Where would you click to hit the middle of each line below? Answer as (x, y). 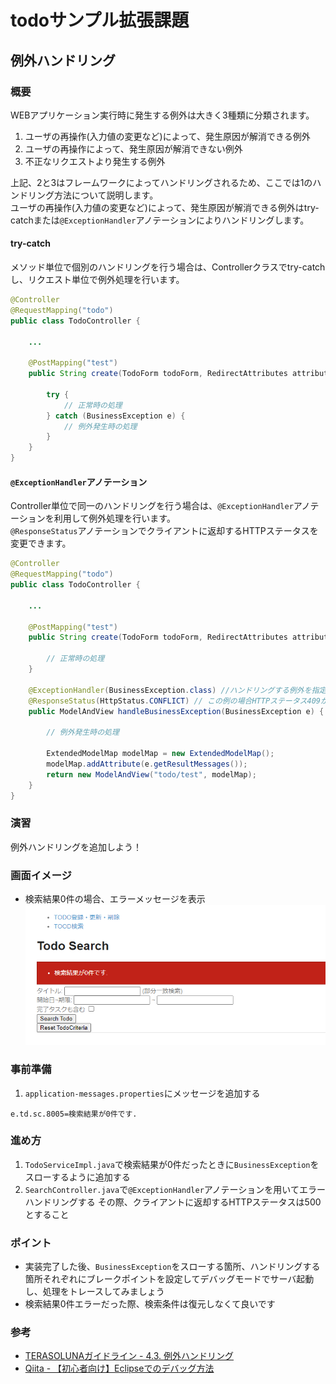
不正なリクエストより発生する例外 (95, 161)
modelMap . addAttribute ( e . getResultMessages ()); (147, 764)
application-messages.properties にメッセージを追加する (142, 1093)
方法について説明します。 (106, 195)
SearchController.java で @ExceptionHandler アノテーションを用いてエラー (175, 1189)
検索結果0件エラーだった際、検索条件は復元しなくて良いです (150, 1304)
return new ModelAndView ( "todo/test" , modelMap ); (151, 774)
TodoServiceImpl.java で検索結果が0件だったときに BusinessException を (172, 1164)
